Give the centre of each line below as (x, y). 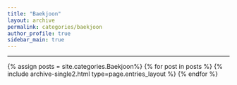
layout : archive (31, 20)
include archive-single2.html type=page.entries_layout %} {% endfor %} (113, 74)
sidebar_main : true (36, 40)
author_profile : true (39, 33)
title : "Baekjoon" (34, 14)
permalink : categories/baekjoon (55, 27)
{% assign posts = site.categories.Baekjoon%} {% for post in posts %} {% (115, 67)
